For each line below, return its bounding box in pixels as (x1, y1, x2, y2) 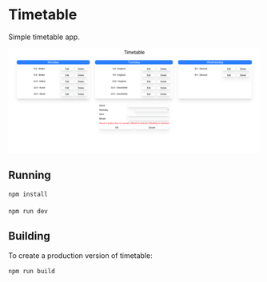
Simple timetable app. (8, 32, 80, 42)
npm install (8, 190, 48, 199)
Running (8, 169, 52, 181)
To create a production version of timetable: (8, 250, 153, 260)
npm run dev (8, 208, 48, 216)
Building (8, 229, 50, 243)
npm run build (8, 267, 56, 275)
